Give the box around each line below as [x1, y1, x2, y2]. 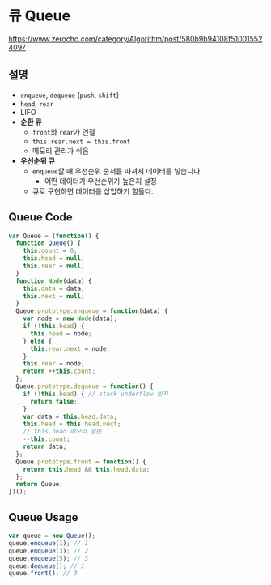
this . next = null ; [23, 292, 85, 300]
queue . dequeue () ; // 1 [8, 562, 85, 570]
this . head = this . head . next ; [23, 420, 121, 429]
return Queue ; [15, 480, 63, 489]
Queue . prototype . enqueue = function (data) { [15, 307, 168, 315]
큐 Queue [8, 6, 71, 25]
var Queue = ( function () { [8, 232, 100, 240]
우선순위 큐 [19, 156, 55, 165]
